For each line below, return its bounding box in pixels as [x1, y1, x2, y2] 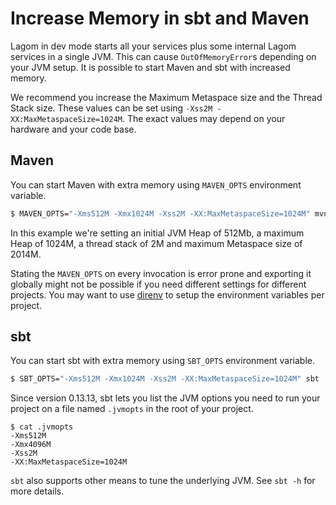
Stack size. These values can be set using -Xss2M [10, 102, 213, 114]
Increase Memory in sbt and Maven [10, 7, 310, 30]
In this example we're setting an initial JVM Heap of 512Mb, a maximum [10, 227, 305, 239]
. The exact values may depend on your [121, 112, 286, 124]
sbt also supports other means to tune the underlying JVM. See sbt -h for [10, 475, 316, 487]
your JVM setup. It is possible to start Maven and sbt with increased [10, 61, 291, 73]
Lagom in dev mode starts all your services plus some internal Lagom [10, 40, 297, 52]
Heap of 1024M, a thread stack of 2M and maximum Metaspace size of [10, 237, 303, 249]
